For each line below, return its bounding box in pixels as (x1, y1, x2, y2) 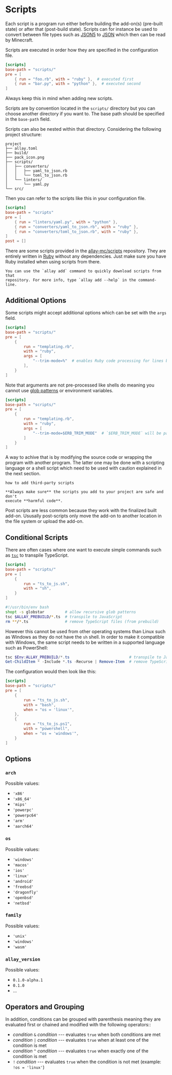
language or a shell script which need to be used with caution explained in (5, 465, 162, 471)
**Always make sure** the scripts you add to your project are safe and (5, 490, 164, 495)
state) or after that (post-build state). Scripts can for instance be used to (5, 26, 158, 32)
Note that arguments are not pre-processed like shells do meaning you (5, 382, 155, 388)
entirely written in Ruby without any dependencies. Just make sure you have (5, 253, 166, 259)
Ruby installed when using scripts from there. (5, 259, 101, 265)
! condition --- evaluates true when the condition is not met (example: (12, 1059, 161, 1065)
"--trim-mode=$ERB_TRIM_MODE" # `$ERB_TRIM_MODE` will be (32, 431, 161, 436)
